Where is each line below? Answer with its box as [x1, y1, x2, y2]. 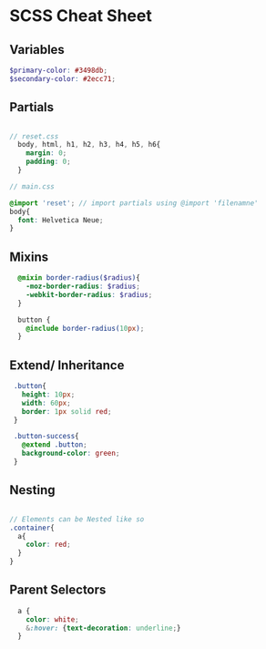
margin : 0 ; [26, 149, 67, 158]
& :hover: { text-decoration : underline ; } [26, 623, 181, 633]
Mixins [9, 249, 48, 264]
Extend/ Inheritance [9, 357, 125, 373]
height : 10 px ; [21, 389, 76, 399]
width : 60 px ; [21, 398, 71, 407]
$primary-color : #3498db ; [9, 66, 107, 75]
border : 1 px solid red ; [21, 407, 112, 416]
